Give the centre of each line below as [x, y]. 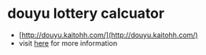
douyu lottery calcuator [86, 14]
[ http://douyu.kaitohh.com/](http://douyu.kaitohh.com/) [108, 35]
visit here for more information [68, 43]
